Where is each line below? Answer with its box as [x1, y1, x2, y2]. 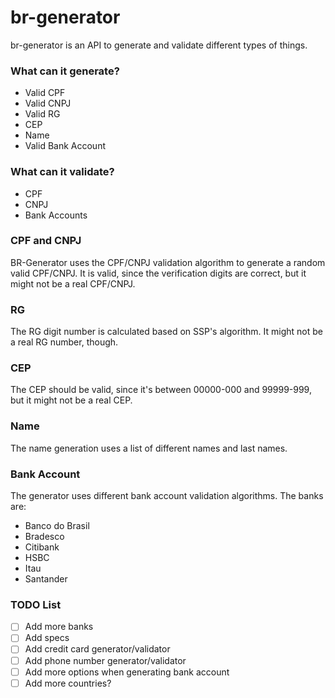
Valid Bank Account [24, 140, 106, 152]
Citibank [24, 541, 60, 553]
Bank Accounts [24, 209, 88, 221]
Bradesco [24, 531, 65, 543]
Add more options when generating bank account [24, 666, 230, 678]
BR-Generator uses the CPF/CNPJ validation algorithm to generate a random [10, 256, 326, 268]
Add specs [24, 632, 70, 644]
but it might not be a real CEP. [10, 394, 133, 406]
